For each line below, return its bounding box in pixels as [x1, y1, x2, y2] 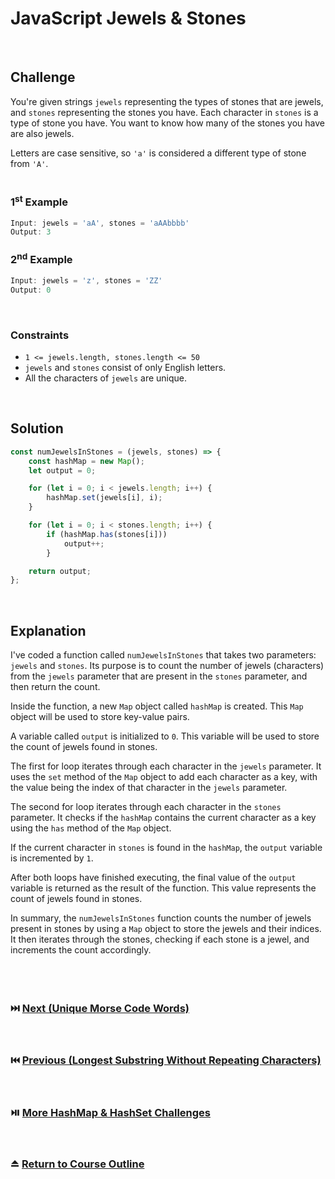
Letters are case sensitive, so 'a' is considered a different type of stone [10, 147, 307, 159]
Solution [10, 420, 64, 437]
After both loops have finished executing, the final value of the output [10, 872, 297, 884]
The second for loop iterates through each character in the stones [10, 801, 282, 813]
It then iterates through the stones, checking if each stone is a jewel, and [10, 933, 310, 946]
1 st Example [10, 193, 68, 209]
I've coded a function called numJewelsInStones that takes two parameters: [10, 649, 317, 661]
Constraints [10, 328, 70, 342]
